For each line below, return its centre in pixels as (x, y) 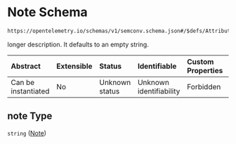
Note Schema (47, 12)
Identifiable (157, 66)
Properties (205, 70)
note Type (30, 116)
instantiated (30, 91)
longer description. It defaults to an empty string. (78, 44)
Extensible (74, 66)
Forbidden (204, 86)
